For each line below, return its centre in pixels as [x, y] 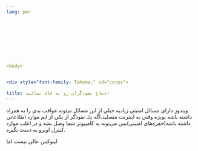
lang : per [19, 12]
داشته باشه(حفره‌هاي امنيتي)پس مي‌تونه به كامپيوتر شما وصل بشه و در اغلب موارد [98, 123]
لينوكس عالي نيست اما [32, 141]
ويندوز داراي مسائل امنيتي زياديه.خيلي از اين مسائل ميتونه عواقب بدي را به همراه [97, 110]
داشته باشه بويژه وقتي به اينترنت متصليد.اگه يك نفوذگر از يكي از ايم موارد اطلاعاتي [99, 117]
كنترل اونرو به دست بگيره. [36, 129]
